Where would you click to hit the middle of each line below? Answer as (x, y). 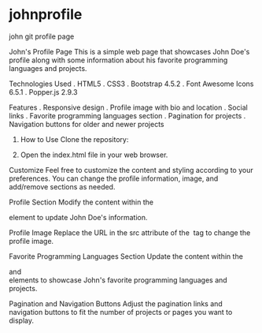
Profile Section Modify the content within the (81, 202)
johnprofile (46, 15)
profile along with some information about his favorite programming (118, 60)
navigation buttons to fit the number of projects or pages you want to (121, 312)
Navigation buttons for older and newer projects (87, 124)
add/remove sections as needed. (62, 186)
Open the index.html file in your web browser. (94, 155)
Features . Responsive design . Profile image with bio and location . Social (129, 107)
